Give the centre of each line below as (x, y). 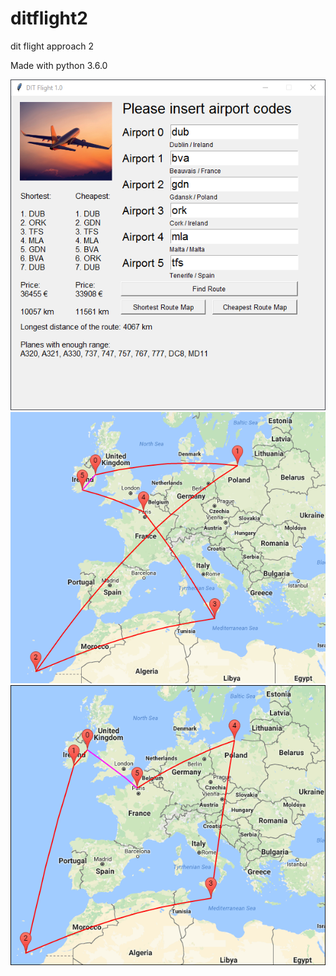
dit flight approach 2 (52, 46)
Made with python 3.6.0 (59, 65)
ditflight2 (49, 18)
